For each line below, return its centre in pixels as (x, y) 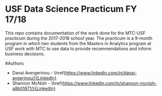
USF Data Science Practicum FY (71, 9)
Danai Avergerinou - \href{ (39, 72)
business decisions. (25, 54)
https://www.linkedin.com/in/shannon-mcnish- (110, 83)
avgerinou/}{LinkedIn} (34, 78)
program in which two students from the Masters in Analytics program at (78, 43)
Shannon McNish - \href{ (37, 83)
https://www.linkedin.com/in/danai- (101, 72)
